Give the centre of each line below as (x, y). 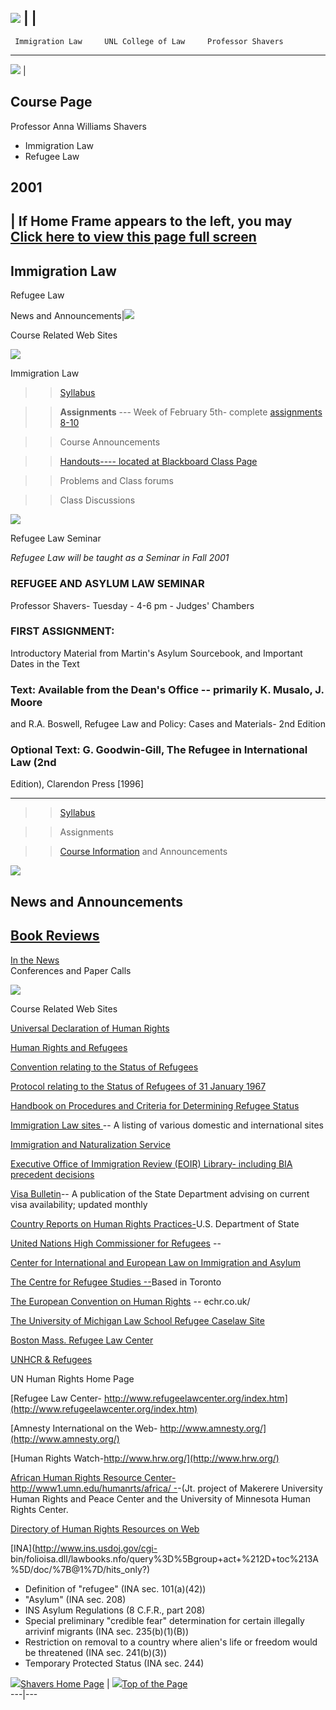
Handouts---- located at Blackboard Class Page (158, 462)
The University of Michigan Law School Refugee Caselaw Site (137, 1320)
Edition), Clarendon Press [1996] (77, 784)
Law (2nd (33, 763)
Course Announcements (110, 442)
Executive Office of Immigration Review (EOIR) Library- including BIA (151, 1163)
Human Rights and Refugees (69, 1047)
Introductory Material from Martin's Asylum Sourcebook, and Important (156, 653)
